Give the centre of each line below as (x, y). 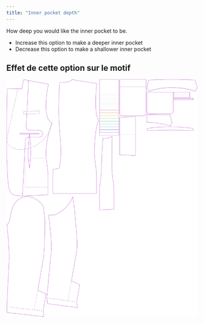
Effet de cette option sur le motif (69, 68)
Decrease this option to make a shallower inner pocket (83, 49)
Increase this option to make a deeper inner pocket (79, 42)
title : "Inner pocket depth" (43, 13)
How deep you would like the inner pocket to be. (67, 31)
